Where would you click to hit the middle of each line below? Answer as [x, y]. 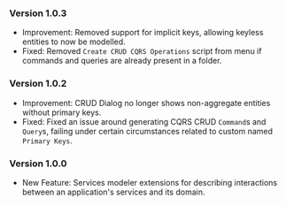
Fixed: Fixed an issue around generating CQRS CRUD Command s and [144, 121]
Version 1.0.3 [38, 13]
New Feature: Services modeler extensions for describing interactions [149, 182]
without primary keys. [62, 112]
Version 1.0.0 [38, 164]
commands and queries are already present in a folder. [122, 61]
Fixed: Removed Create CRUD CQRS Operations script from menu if [142, 51]
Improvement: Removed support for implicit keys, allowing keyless [143, 33]
